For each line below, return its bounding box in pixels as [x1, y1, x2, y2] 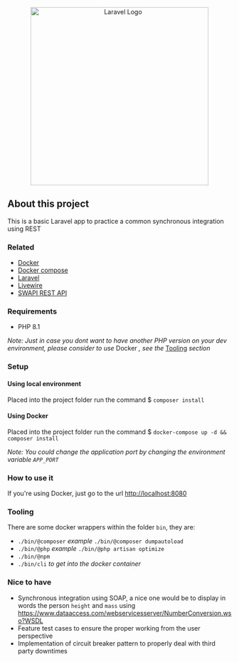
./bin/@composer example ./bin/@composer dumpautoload [17, 537, 184, 545]
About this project [7, 198, 90, 210]
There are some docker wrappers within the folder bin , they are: [7, 523, 196, 532]
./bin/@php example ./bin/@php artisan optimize [17, 544, 165, 553]
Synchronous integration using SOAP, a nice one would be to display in [17, 594, 226, 602]
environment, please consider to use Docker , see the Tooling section [7, 344, 211, 353]
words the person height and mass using [17, 601, 136, 609]
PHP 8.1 [17, 323, 41, 331]
